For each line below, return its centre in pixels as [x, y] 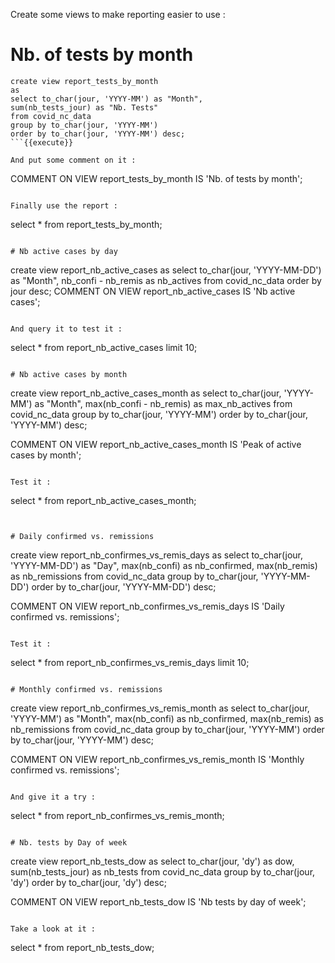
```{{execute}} [42, 142]
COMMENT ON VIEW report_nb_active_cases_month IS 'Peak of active [156, 444]
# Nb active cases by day [64, 251]
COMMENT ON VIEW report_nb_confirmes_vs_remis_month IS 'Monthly [157, 759]
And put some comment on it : [73, 160]
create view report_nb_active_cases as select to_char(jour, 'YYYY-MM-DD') [166, 270]
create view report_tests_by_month [84, 81]
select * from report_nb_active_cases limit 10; [104, 347]
